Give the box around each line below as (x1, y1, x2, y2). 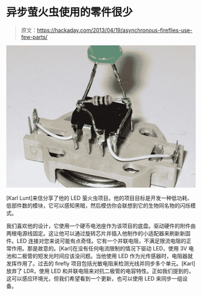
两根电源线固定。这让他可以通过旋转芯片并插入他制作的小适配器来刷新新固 (6, 229, 191, 237)
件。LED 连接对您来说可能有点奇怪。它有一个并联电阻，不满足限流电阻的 (6, 237, 186, 244)
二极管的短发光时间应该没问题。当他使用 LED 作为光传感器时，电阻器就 (16, 252, 194, 259)
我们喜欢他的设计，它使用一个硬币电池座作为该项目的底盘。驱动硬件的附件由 (6, 222, 196, 229)
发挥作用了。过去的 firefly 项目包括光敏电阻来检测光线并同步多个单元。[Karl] (6, 259, 195, 267)
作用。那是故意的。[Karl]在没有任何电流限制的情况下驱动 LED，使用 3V (11, 244, 188, 252)
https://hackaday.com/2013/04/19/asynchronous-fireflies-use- (37, 26, 193, 34)
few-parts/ (20, 33, 48, 40)
